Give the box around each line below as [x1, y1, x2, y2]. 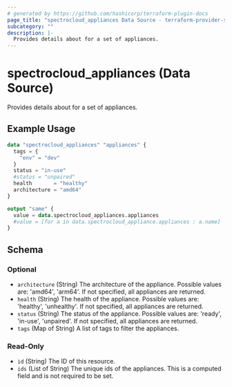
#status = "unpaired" [13, 173, 76, 180]
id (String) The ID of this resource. [17, 357, 116, 366]
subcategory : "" [7, 23, 54, 30]
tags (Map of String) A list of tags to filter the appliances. [17, 324, 180, 332]
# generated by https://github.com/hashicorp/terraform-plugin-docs [7, 10, 209, 17]
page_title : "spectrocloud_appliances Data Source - [7, 17, 162, 23]
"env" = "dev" [19, 154, 60, 161]
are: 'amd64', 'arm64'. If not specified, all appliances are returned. [17, 287, 206, 296]
